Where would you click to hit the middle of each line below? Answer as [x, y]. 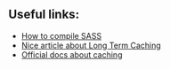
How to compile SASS [61, 35]
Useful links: [44, 15]
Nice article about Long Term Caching [91, 45]
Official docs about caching [72, 54]
